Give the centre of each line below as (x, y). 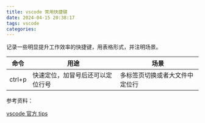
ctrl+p (18, 80)
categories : (21, 29)
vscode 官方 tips (27, 114)
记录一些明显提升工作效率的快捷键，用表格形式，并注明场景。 (84, 47)
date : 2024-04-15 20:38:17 (41, 18)
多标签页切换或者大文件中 (157, 76)
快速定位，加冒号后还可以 (69, 76)
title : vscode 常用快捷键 (37, 12)
